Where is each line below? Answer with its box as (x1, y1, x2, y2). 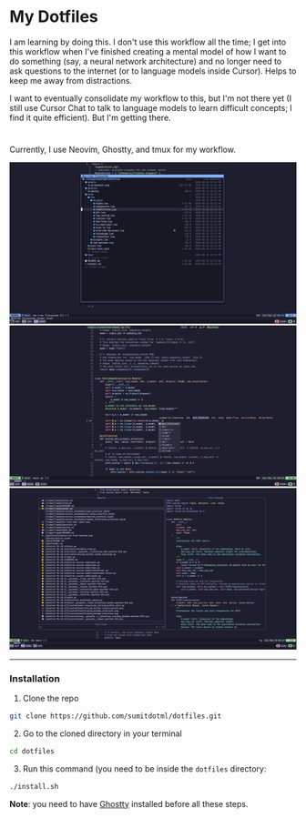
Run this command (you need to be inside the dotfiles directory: (22, 762, 267, 774)
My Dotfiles (9, 6, 98, 27)
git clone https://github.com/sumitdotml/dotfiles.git (9, 712, 222, 721)
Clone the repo (22, 692, 79, 703)
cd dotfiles (9, 746, 55, 756)
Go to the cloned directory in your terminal (22, 728, 182, 739)
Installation (9, 672, 61, 684)
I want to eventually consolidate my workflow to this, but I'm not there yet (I (9, 93, 292, 104)
